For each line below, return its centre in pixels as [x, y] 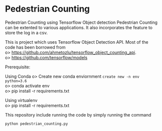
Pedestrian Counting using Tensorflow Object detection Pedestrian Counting [81, 22]
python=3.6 [16, 81]
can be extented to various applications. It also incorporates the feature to [79, 27]
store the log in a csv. [26, 33]
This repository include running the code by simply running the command [78, 115]
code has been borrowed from [36, 47]
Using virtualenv [21, 100]
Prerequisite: [18, 67]
